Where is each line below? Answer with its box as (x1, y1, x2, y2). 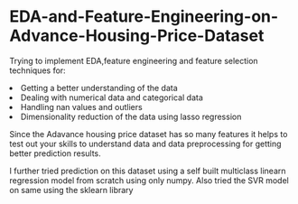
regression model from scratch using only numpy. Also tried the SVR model (9, 174, 289, 186)
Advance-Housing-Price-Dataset (9, 25, 265, 46)
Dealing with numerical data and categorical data (21, 92, 203, 103)
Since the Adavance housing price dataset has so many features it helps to (9, 128, 288, 139)
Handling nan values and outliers (21, 101, 143, 112)
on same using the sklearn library (9, 184, 134, 195)
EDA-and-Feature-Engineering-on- (9, 6, 279, 27)
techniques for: (9, 65, 66, 76)
